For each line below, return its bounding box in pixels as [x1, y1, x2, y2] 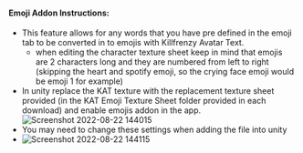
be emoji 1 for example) [35, 76, 124, 87]
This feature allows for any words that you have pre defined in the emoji [21, 27, 293, 38]
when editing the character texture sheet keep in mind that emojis [35, 46, 283, 58]
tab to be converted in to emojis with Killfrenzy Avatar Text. [21, 37, 245, 48]
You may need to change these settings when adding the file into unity [21, 124, 287, 136]
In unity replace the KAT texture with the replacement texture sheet [21, 86, 275, 97]
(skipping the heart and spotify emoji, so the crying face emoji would [35, 66, 294, 77]
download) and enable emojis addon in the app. [21, 105, 202, 116]
